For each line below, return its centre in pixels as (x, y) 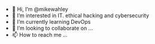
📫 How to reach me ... (39, 35)
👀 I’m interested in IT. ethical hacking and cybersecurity (80, 15)
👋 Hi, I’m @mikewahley (40, 9)
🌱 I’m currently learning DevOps (51, 22)
